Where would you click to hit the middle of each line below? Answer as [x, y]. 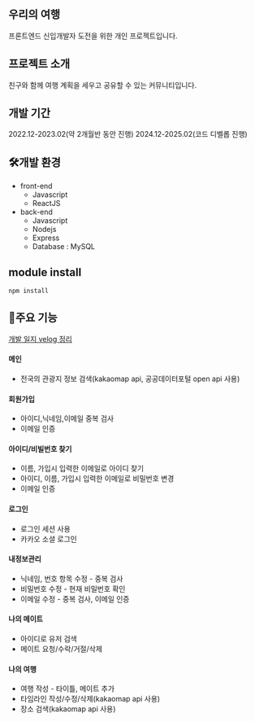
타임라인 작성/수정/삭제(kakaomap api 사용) [90, 699]
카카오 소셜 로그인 [48, 539]
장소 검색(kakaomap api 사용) [68, 709]
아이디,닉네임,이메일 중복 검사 [67, 418]
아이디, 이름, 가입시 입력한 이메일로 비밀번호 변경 [97, 479]
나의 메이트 [26, 619]
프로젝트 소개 [39, 64]
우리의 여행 [35, 15]
